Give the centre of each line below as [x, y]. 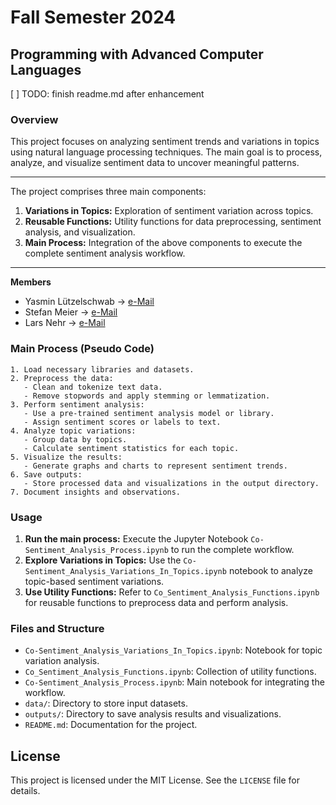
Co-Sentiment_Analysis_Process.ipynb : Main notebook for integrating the [174, 682]
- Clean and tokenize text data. [93, 387]
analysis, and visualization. [80, 232]
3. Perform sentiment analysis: [77, 404]
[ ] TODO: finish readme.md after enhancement [107, 94]
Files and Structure [57, 628]
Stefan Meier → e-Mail [71, 312]
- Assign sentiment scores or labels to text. [122, 422]
